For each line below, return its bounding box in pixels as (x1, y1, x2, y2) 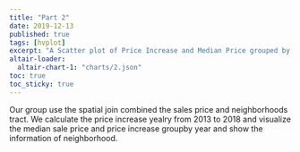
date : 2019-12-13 (9, 21, 74, 30)
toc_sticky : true (9, 80, 74, 89)
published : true (9, 30, 70, 38)
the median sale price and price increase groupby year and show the (9, 122, 263, 134)
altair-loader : (9, 55, 66, 63)
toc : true (9, 72, 47, 80)
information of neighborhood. (9, 132, 118, 143)
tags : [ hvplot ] (9, 38, 66, 47)
